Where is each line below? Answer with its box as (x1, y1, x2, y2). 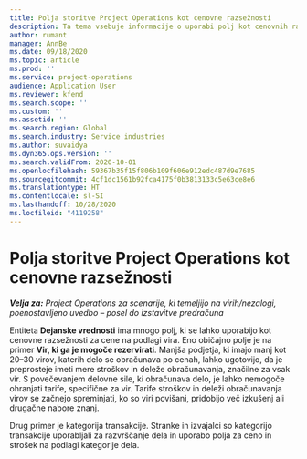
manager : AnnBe (9, 38, 68, 48)
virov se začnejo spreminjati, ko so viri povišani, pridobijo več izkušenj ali (9, 392, 285, 403)
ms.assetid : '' (9, 115, 68, 124)
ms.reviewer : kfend (9, 89, 84, 99)
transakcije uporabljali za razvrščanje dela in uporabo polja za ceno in (9, 430, 272, 441)
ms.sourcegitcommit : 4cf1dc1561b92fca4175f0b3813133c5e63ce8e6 (9, 174, 256, 183)
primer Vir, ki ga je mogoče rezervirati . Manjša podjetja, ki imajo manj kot (9, 344, 287, 355)
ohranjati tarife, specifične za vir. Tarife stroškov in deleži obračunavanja (9, 382, 282, 393)
